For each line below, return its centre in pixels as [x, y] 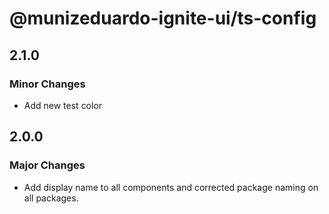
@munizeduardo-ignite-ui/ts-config [163, 18]
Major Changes [47, 165]
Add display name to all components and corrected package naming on [171, 187]
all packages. [51, 198]
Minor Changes [47, 84]
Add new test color [63, 105]
